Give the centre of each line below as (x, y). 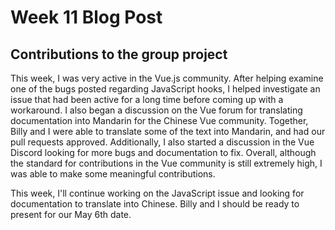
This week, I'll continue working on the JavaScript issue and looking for (157, 193)
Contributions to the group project (119, 54)
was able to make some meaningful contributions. (113, 174)
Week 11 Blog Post (86, 17)
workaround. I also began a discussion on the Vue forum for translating (156, 110)
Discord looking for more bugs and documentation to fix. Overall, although (163, 152)
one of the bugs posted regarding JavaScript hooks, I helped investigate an (165, 89)
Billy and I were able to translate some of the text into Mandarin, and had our (168, 131)
